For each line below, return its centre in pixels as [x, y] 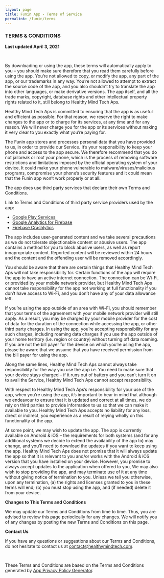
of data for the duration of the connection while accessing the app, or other [81, 323]
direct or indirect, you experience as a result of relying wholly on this [74, 415]
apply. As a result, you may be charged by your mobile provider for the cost [81, 318]
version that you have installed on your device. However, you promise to [78, 461]
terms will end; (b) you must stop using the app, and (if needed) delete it [78, 487]
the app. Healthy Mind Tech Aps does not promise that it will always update [81, 451]
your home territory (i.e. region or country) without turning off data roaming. [82, 339]
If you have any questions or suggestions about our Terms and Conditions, [80, 541]
